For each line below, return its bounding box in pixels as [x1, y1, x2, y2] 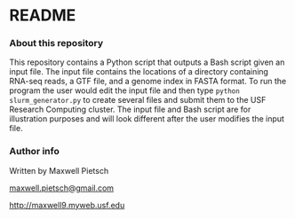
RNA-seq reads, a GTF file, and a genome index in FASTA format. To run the [9, 76, 287, 87]
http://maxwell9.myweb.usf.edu [9, 199, 125, 210]
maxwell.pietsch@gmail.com [9, 183, 114, 193]
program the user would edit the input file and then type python [9, 85, 240, 96]
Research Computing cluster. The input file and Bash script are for [9, 104, 251, 115]
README [9, 5, 76, 26]
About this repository [9, 37, 104, 50]
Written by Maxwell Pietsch [9, 165, 109, 176]
